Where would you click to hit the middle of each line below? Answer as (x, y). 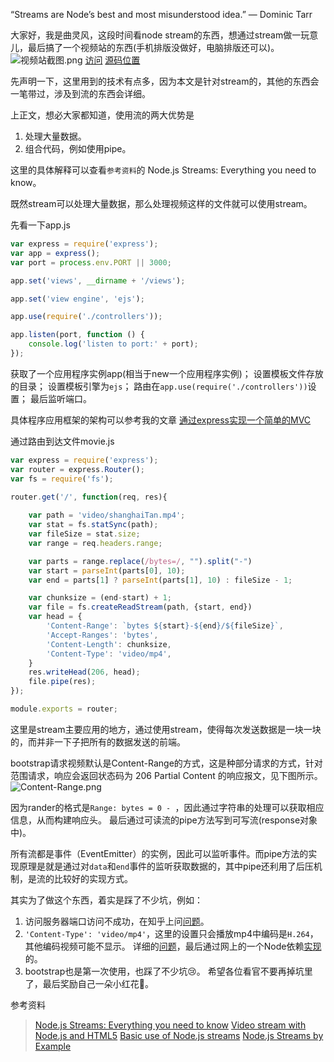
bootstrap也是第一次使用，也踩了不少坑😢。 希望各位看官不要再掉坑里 (168, 971)
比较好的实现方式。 (93, 878)
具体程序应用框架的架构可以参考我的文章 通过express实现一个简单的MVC (161, 420)
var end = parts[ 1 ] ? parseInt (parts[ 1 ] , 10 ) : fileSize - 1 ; (160, 580)
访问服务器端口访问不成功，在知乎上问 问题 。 (117, 921)
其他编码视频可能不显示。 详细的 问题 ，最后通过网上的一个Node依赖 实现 (173, 946)
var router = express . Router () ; (77, 469)
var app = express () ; (55, 253)
